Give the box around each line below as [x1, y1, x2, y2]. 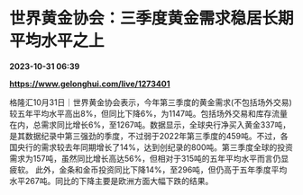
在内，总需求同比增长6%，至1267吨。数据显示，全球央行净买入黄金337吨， [9, 119, 291, 130]
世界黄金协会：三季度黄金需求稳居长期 [9, 8, 295, 29]
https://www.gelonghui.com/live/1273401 [9, 78, 170, 89]
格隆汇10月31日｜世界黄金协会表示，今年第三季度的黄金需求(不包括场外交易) [9, 96, 293, 108]
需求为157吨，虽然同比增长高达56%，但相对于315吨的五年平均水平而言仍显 [9, 153, 289, 164]
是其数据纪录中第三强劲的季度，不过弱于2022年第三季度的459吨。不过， [9, 130, 281, 141]
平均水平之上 [9, 31, 106, 51]
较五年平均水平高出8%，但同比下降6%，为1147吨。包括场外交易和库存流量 [9, 108, 289, 119]
